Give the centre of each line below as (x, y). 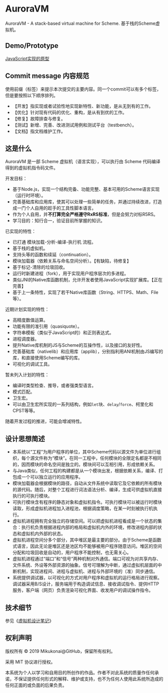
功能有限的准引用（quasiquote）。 (47, 326)
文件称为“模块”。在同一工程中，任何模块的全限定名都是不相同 (98, 458)
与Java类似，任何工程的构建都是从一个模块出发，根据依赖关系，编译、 (86, 471)
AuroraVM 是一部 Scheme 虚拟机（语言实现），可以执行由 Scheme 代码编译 (83, 162)
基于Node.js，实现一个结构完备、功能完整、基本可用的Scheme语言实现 (86, 189)
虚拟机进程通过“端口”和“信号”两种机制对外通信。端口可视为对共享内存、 (87, 559)
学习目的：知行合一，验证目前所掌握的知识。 (59, 221)
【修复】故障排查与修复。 (39, 118)
